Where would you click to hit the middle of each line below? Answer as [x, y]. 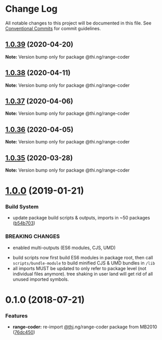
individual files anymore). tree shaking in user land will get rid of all [83, 274]
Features [17, 315]
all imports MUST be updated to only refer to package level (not [79, 268]
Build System [22, 207]
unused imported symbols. [41, 279]
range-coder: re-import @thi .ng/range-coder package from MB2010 [85, 327]
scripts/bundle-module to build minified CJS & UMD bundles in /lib [84, 263]
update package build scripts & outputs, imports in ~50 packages [81, 218]
